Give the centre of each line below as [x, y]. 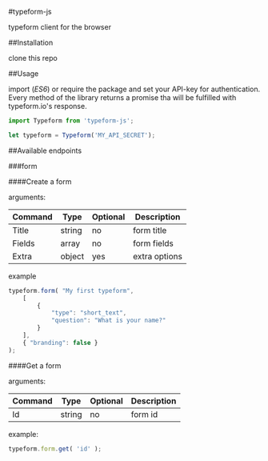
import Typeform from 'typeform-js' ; [71, 121]
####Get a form [35, 365]
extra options [158, 256]
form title [150, 230]
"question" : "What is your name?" [108, 321]
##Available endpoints [45, 150]
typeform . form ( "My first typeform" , [71, 291]
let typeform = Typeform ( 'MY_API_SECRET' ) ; [82, 135]
